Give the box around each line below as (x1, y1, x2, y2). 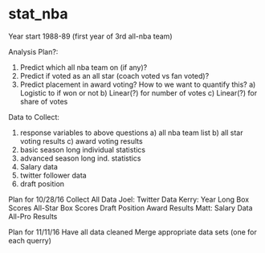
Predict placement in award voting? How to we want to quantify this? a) (19, 80, 256, 89)
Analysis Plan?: (8, 47, 59, 56)
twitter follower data (19, 170, 87, 180)
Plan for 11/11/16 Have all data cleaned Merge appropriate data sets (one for (8, 226, 257, 237)
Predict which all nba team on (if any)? (19, 62, 148, 72)
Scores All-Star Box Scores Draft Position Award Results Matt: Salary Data (8, 202, 253, 213)
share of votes (19, 96, 68, 106)
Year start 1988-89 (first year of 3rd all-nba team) (8, 31, 173, 41)
